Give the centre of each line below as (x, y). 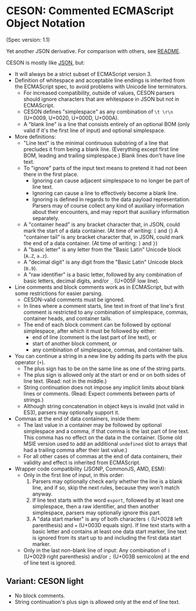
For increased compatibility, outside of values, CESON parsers (99, 93)
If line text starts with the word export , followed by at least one (108, 500)
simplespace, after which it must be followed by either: (90, 331)
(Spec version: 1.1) (28, 40)
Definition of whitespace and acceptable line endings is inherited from (100, 80)
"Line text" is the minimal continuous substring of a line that (96, 143)
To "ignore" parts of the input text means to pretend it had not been (105, 168)
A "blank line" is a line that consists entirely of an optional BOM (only (107, 124)
